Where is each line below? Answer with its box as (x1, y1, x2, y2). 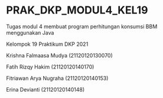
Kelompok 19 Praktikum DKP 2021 (6, 40, 89, 48)
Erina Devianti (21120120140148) (6, 86, 85, 93)
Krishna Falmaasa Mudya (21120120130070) (6, 52, 113, 59)
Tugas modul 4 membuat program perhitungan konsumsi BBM (6, 23, 158, 30)
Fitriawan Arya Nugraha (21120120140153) (6, 75, 109, 82)
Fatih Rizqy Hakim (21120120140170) (6, 63, 94, 70)
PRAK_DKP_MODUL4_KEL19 (6, 4, 149, 17)
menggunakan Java (6, 29, 54, 36)
